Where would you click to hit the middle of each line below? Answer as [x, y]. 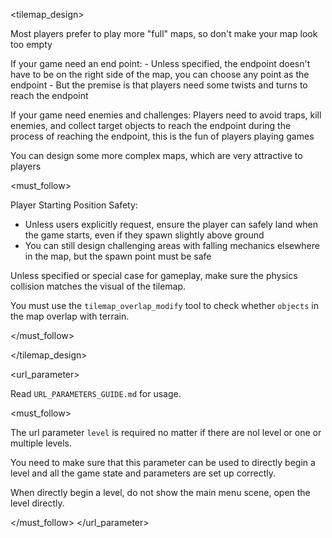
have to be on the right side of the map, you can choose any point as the [160, 74]
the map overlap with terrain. [70, 316]
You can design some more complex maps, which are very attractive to [156, 155]
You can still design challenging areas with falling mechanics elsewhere [172, 245]
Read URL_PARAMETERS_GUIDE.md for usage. [96, 393]
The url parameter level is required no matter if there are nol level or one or [166, 432]
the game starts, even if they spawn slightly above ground [144, 235]
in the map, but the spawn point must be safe [118, 256]
